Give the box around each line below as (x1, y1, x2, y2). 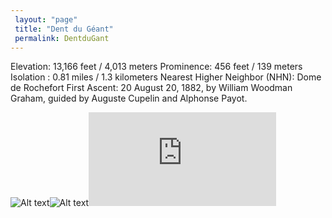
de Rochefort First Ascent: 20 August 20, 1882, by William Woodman (10, 82, 293, 94)
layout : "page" (14, 14, 78, 25)
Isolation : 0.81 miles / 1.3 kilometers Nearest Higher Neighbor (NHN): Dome (10, 71, 322, 83)
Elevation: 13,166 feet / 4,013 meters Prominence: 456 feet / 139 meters (10, 61, 303, 73)
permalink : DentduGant (14, 33, 110, 43)
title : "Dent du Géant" (14, 24, 114, 34)
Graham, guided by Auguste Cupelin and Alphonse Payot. (10, 92, 248, 105)
